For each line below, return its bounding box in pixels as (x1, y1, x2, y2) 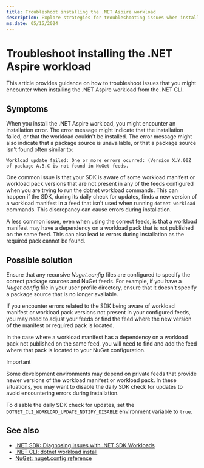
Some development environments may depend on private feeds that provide (6, 370, 197, 377)
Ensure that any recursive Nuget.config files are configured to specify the (6, 271, 191, 278)
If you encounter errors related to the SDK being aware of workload (6, 302, 175, 310)
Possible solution (6, 255, 73, 265)
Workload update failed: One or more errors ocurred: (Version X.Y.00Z (6, 158, 191, 164)
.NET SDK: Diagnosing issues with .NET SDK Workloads (15, 441, 155, 448)
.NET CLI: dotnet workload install (15, 448, 98, 455)
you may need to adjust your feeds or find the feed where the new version (6, 315, 192, 322)
